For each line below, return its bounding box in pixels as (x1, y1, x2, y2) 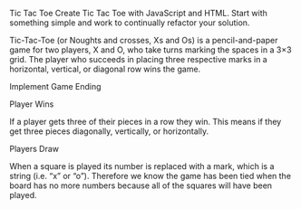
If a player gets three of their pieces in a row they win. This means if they (9, 117, 282, 127)
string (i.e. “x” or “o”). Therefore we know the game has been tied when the (9, 171, 292, 181)
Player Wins (9, 99, 54, 109)
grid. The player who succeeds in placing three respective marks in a (9, 54, 267, 64)
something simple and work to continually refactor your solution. (9, 17, 250, 28)
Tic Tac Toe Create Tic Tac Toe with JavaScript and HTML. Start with (9, 8, 267, 18)
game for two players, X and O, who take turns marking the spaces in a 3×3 (9, 44, 292, 55)
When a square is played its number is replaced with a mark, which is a (9, 161, 275, 171)
